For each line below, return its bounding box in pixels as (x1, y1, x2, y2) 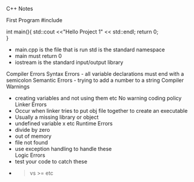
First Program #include (6, 17, 63, 23)
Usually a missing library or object (14, 113, 99, 121)
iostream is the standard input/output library (14, 59, 124, 66)
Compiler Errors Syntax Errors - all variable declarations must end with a (6, 70, 184, 77)
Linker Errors (14, 101, 47, 108)
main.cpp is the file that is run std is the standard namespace (14, 46, 165, 53)
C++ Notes (6, 5, 33, 12)
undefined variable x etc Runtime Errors (14, 120, 113, 127)
